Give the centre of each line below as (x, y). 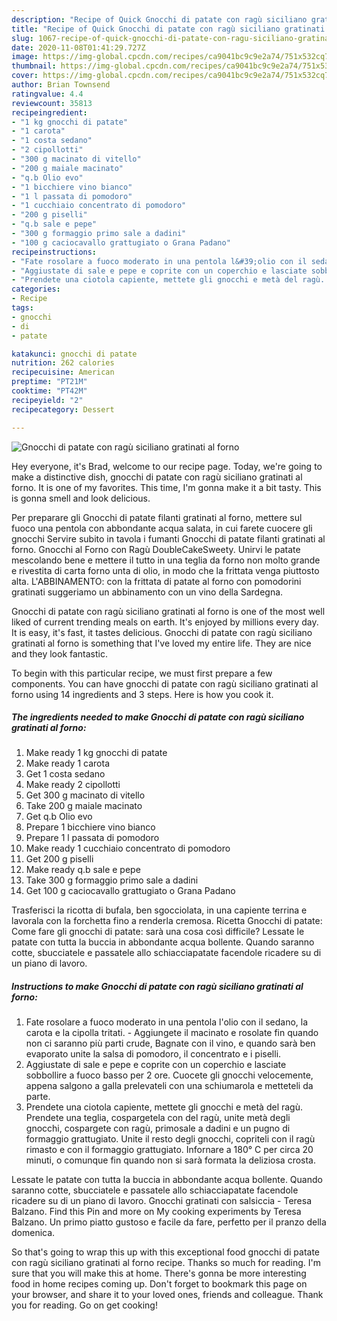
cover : (25, 76)
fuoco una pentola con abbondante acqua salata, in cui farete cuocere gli (162, 528)
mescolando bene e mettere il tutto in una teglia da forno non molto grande (166, 560)
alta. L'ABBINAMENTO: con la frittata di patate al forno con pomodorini (156, 581)
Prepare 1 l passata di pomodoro (92, 838)
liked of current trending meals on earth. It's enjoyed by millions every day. (165, 622)
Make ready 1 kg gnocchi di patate (96, 753)
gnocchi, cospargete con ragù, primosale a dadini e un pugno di (158, 1128)
